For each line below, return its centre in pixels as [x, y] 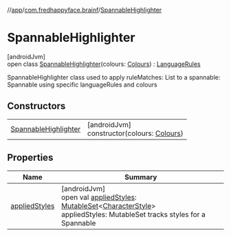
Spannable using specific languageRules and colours [82, 84]
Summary [141, 177]
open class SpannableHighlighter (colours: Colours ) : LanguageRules [104, 64]
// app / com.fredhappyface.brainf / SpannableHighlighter [85, 10]
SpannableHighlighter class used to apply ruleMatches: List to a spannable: [114, 77]
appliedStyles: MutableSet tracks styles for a [133, 214]
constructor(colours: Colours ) [135, 133]
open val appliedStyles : [99, 197]
